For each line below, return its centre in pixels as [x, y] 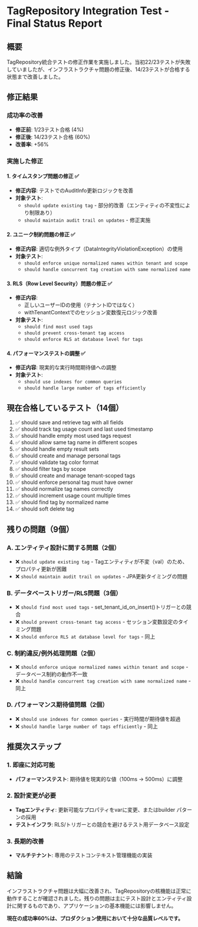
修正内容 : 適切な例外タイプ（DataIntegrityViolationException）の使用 [99, 249]
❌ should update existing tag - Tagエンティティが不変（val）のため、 [101, 561]
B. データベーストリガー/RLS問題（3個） [64, 593]
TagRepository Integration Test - [88, 11]
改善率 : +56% [32, 144]
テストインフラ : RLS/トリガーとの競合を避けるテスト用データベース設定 [102, 824]
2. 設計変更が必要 [32, 796]
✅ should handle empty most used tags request [73, 436]
